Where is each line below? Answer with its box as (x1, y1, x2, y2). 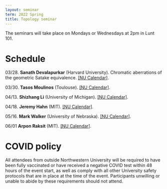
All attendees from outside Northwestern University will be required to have (5, 157, 161, 163)
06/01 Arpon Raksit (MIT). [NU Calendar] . (5, 123, 91, 129)
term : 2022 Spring (5, 12, 43, 17)
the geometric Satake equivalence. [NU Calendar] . (5, 75, 109, 81)
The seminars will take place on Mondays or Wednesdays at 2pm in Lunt (5, 30, 155, 36)
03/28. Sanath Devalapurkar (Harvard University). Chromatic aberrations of (5, 69, 162, 75)
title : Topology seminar (5, 16, 57, 21)
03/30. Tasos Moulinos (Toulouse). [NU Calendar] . (5, 84, 110, 90)
